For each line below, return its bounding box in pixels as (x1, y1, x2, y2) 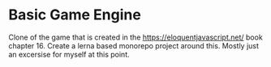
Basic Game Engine (8, 6, 142, 24)
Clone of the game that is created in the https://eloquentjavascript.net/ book (8, 32, 264, 42)
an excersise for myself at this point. (8, 49, 130, 59)
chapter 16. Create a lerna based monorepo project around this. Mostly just (8, 40, 260, 50)
